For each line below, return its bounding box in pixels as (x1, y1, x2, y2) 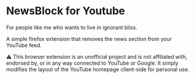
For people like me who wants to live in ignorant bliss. (6, 24, 138, 31)
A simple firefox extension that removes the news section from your (6, 35, 172, 42)
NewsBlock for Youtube (6, 4, 125, 18)
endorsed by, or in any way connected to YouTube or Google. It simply (6, 59, 178, 67)
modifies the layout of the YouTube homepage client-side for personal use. (6, 65, 190, 72)
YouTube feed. (6, 42, 42, 49)
